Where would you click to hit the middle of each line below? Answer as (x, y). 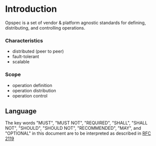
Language (21, 111)
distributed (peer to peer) (38, 51)
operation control (30, 96)
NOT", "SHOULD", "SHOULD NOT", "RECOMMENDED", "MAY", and (73, 128)
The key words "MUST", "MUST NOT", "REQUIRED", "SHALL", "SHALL (77, 123)
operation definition (32, 85)
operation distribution (34, 90)
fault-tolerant (26, 57)
